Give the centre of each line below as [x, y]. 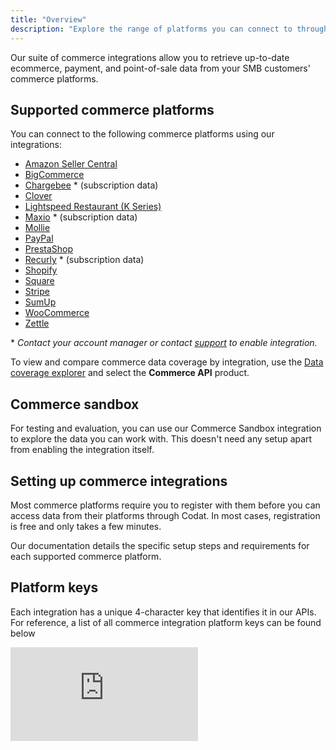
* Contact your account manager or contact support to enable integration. [164, 343]
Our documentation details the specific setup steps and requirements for [160, 545]
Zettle [37, 323]
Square [39, 281]
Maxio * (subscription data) [81, 217]
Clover [38, 196]
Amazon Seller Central [71, 164]
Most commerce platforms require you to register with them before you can [165, 505]
